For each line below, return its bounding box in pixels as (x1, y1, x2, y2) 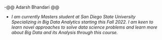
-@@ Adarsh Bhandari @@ (4, 4, 60, 10)
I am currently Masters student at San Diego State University (11, 14, 136, 19)
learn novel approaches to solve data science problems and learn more (11, 24, 158, 30)
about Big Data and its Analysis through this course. (11, 30, 118, 35)
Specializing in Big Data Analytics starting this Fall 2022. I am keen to (11, 19, 154, 25)
